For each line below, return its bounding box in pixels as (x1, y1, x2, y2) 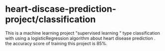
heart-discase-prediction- (5, 3, 117, 15)
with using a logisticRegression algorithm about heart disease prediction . (5, 35, 156, 41)
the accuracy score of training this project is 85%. (5, 40, 108, 46)
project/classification (5, 14, 96, 25)
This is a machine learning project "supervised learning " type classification (5, 30, 160, 36)
